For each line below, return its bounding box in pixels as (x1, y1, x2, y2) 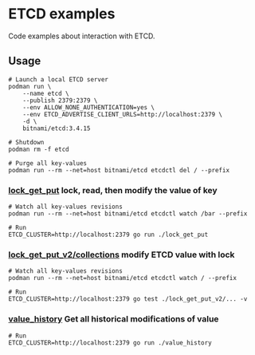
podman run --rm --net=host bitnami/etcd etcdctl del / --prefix (8, 166, 229, 174)
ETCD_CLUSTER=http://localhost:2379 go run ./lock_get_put (8, 231, 209, 239)
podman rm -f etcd (8, 145, 69, 153)
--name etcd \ (22, 89, 69, 97)
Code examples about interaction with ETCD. (8, 31, 155, 41)
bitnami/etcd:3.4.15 (22, 124, 91, 132)
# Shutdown (8, 138, 45, 146)
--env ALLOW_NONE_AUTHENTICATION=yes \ (22, 103, 155, 112)
